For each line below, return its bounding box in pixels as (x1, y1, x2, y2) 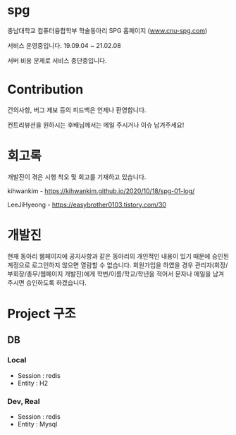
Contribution (7, 82, 84, 97)
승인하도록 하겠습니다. (25, 278, 87, 287)
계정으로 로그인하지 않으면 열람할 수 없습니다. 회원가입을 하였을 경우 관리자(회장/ (7, 260, 228, 269)
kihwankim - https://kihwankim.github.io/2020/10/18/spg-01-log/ (7, 186, 195, 195)
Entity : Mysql (17, 419, 58, 428)
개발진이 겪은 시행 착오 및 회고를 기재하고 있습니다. (7, 172, 147, 181)
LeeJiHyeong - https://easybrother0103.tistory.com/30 (7, 200, 167, 209)
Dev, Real (7, 396, 40, 406)
